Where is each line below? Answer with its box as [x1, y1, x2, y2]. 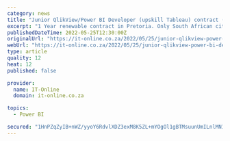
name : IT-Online [13, 86, 60, 93]
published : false [7, 67, 57, 74]
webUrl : [7, 42, 29, 49]
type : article [7, 49, 48, 55]
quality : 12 [7, 55, 41, 62]
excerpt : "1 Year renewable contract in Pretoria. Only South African [7, 23, 213, 29]
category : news [7, 10, 51, 17]
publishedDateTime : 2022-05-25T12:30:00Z [7, 29, 127, 36]
